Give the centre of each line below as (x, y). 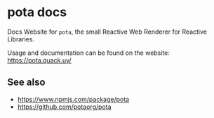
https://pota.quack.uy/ (39, 60)
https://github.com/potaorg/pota (64, 107)
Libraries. (21, 39)
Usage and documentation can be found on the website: (89, 53)
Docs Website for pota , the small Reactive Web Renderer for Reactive (107, 32)
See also (26, 83)
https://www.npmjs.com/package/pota (73, 99)
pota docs (37, 12)
